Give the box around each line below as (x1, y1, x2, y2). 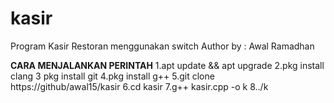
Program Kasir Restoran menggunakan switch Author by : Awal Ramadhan (10, 40, 315, 52)
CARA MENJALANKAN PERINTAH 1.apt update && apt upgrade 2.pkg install (10, 59, 325, 71)
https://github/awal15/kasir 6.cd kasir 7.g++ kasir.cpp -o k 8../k (10, 80, 269, 92)
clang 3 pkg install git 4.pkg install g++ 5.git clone (10, 70, 215, 82)
